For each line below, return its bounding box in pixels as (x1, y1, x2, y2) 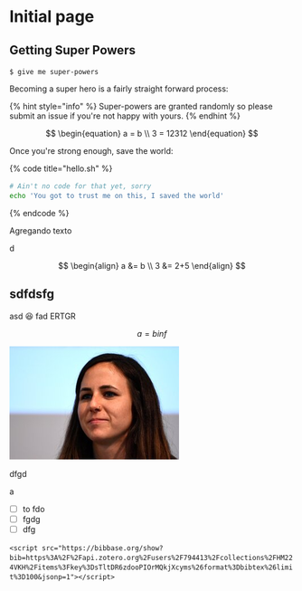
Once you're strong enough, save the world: (9, 146, 174, 156)
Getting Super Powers (9, 43, 136, 58)
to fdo (22, 503, 45, 514)
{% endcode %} (9, 207, 70, 218)
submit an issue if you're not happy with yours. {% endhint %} (9, 110, 241, 121)
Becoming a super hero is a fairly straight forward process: (9, 83, 229, 94)
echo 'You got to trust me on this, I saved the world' (9, 191, 224, 200)
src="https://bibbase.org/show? (42, 543, 165, 553)
